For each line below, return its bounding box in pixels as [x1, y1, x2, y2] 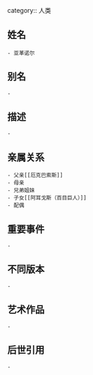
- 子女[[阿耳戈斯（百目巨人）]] [7, 195, 87, 202]
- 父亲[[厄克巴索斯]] [7, 172, 63, 179]
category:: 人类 [7, 6, 51, 14]
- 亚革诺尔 [7, 49, 35, 57]
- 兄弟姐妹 [7, 187, 35, 194]
